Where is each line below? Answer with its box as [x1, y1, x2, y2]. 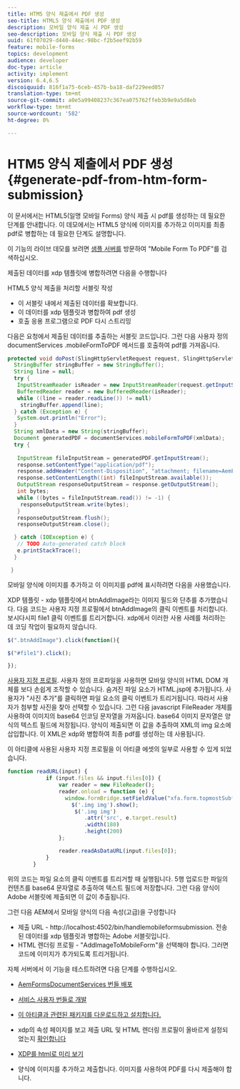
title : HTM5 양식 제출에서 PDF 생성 [7, 10, 105, 18]
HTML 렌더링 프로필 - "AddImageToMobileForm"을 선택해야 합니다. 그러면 [17, 940, 229, 949]
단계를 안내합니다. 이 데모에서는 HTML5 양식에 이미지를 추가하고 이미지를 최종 [7, 220, 226, 229]
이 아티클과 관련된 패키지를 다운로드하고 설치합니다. [17, 1010, 161, 1018]
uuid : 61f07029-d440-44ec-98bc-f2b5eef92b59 [7, 37, 142, 44]
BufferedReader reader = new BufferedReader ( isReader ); [16, 388, 187, 395]
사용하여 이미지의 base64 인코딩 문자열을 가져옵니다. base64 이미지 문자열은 [7, 712, 224, 721]
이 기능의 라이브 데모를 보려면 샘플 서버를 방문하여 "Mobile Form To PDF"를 [7, 244, 220, 253]
